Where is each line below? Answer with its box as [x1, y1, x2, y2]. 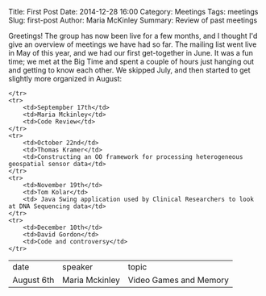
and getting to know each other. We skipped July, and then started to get [8, 65, 251, 75]
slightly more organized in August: [8, 74, 123, 83]
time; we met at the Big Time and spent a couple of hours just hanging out [8, 56, 255, 66]
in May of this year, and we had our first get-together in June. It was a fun [8, 48, 254, 57]
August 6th [12, 274, 55, 286]
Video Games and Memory [127, 274, 230, 286]
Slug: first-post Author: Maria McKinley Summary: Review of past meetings [8, 15, 258, 25]
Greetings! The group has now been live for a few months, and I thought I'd [8, 31, 258, 40]
